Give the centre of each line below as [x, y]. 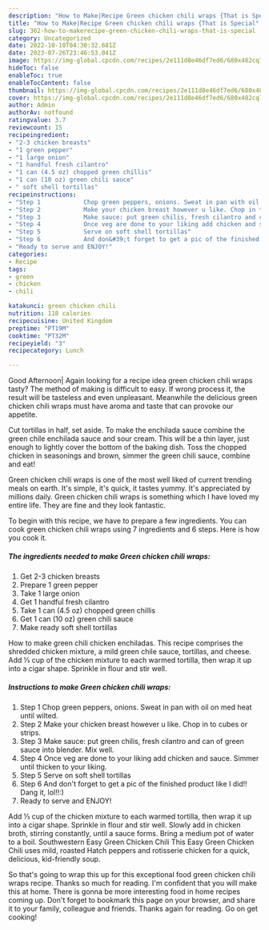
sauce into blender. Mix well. [67, 750]
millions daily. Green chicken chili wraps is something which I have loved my [134, 497]
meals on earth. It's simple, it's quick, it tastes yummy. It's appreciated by [129, 488]
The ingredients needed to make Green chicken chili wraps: [109, 556]
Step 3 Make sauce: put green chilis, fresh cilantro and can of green [132, 742]
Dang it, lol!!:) [42, 793]
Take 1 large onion [50, 593]
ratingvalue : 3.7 [37, 120]
